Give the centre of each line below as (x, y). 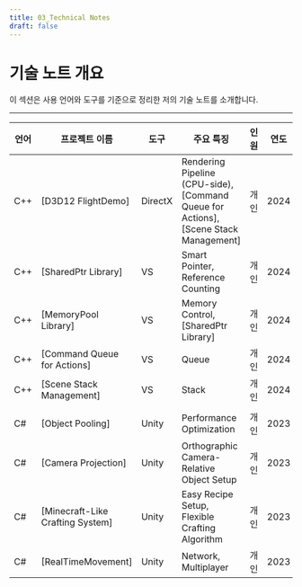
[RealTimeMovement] (87, 562)
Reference (203, 278)
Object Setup (209, 480)
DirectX (157, 201)
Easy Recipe (207, 494)
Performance (209, 418)
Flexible (198, 517)
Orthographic (209, 446)
